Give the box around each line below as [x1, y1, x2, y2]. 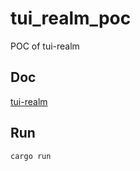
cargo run [10, 151, 52, 161]
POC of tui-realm [10, 40, 80, 52]
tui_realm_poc [10, 7, 132, 30]
